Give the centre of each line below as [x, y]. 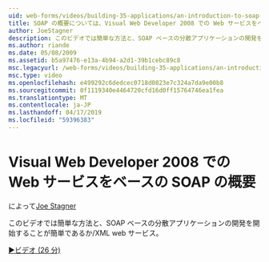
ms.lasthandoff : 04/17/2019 [55, 113]
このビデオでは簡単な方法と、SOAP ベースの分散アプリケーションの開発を [131, 223]
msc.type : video [35, 75]
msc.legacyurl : [34, 68]
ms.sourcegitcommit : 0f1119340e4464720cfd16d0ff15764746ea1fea [116, 90]
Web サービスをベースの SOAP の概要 [132, 182]
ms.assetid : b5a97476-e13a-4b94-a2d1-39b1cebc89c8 [94, 61]
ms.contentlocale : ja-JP [50, 105]
